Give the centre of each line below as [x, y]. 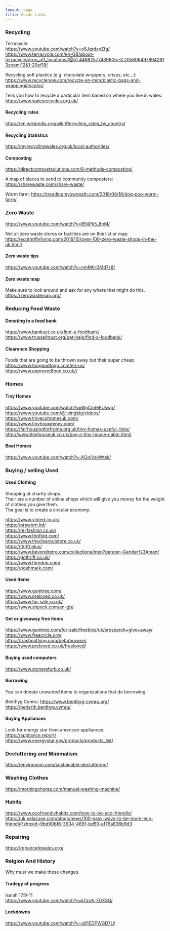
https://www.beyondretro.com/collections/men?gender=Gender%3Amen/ [82, 552]
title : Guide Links [26, 15]
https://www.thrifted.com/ [32, 535]
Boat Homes [18, 446]
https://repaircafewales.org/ [34, 848]
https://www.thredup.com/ [33, 562]
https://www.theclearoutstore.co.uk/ [43, 541]
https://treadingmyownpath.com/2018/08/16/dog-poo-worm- [95, 194]
